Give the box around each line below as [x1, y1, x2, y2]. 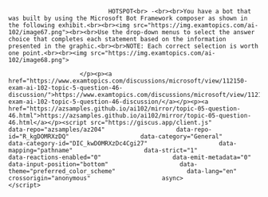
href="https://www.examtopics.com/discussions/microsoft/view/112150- [8, 77, 248, 85]
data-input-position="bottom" [8, 160, 109, 168]
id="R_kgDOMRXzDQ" [8, 133, 69, 141]
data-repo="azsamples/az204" [8, 126, 105, 133]
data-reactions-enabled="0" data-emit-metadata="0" [8, 153, 251, 161]
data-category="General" [140, 133, 223, 141]
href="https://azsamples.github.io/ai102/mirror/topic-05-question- [8, 105, 241, 113]
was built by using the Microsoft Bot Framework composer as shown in [8, 14, 248, 22]
